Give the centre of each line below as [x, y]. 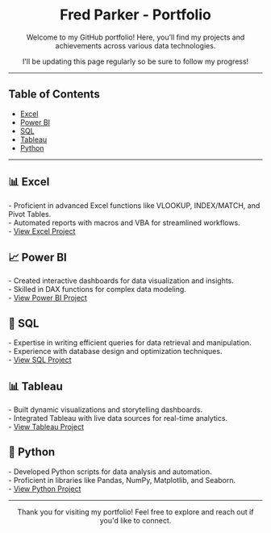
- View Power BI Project [48, 298]
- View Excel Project [42, 231]
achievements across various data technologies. [135, 45]
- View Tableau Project [46, 427]
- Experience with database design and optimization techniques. [115, 352]
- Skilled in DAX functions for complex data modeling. [98, 289]
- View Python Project [45, 489]
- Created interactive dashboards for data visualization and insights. [121, 281]
